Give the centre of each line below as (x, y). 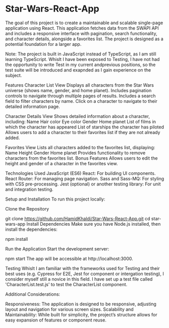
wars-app (15, 224)
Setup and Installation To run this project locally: (55, 199)
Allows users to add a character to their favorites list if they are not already (83, 132)
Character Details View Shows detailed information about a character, (78, 116)
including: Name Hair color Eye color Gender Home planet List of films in (81, 121)
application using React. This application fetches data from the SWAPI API (82, 28)
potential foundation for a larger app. (43, 44)
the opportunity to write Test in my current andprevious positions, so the (80, 64)
